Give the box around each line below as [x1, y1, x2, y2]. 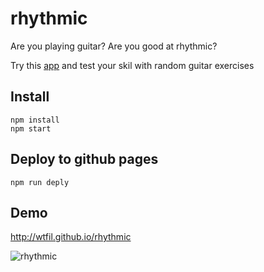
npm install [10, 115, 60, 125]
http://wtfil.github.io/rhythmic [10, 231, 132, 243]
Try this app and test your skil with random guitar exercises [10, 59, 255, 71]
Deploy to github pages [10, 151, 159, 168]
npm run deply [10, 177, 70, 187]
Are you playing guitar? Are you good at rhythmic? [10, 40, 218, 52]
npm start [10, 123, 52, 134]
